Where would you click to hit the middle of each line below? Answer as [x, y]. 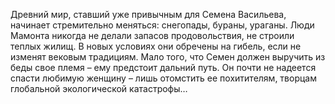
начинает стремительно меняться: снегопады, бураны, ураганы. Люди [162, 25]
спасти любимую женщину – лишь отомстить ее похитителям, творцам [163, 78]
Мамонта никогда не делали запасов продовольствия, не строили [152, 35]
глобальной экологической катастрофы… [99, 88]
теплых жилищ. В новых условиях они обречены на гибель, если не [156, 46]
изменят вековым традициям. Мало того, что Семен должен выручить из [168, 57]
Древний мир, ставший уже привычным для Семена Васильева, [148, 14]
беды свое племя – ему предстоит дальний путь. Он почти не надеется [163, 67]
